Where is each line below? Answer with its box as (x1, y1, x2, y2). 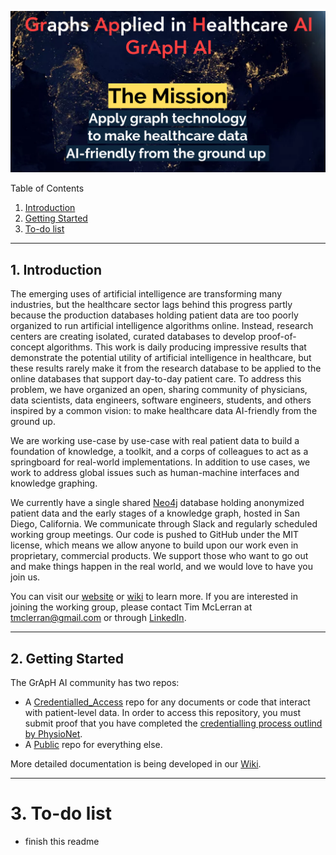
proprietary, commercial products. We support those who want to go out (10, 550, 309, 562)
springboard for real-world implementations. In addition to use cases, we (10, 456, 311, 468)
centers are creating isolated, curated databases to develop (10, 331, 257, 343)
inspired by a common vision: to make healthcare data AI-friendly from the (10, 405, 318, 417)
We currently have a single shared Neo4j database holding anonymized (10, 497, 305, 509)
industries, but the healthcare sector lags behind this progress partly (10, 299, 293, 311)
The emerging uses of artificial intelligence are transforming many (10, 288, 283, 300)
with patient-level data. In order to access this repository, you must (24, 707, 302, 719)
